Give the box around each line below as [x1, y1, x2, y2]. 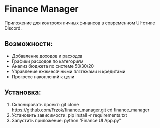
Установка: [4, 88, 41, 97]
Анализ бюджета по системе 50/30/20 [11, 63, 94, 69]
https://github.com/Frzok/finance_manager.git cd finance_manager [11, 107, 150, 113]
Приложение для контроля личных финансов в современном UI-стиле [4, 20, 155, 26]
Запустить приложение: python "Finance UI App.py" [11, 117, 121, 123]
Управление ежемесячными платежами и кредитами [11, 68, 126, 74]
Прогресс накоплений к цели [11, 73, 75, 80]
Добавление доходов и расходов [11, 53, 83, 59]
